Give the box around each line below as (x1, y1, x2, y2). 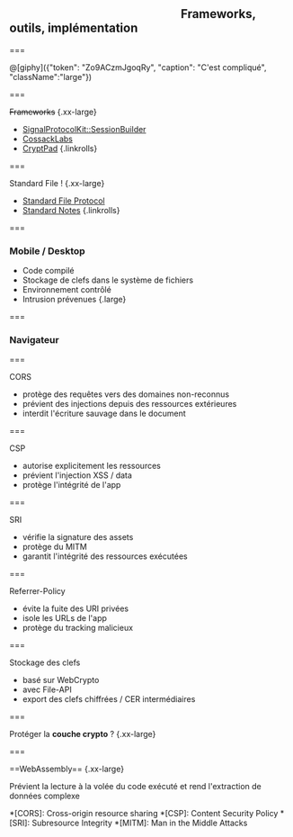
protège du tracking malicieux (22, 623, 133, 634)
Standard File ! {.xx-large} (9, 177, 105, 188)
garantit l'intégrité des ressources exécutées (22, 551, 188, 562)
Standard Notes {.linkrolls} (22, 204, 120, 215)
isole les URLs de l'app (22, 613, 108, 624)
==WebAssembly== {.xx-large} (9, 763, 124, 775)
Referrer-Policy (9, 586, 66, 597)
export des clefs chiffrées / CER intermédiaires (22, 694, 196, 705)
